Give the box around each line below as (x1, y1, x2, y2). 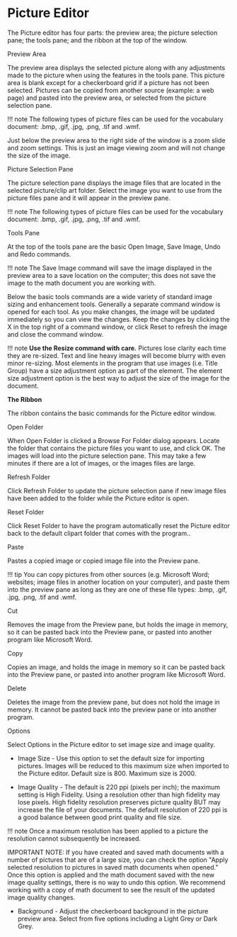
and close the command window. (7, 330, 104, 338)
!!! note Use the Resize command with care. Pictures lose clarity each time (7, 344, 226, 352)
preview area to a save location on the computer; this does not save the (7, 271, 216, 279)
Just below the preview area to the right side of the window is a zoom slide (7, 136, 226, 145)
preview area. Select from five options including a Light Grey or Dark (17, 914, 218, 923)
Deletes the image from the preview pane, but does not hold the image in (7, 697, 221, 706)
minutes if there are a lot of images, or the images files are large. (7, 459, 196, 467)
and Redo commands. (7, 249, 71, 258)
